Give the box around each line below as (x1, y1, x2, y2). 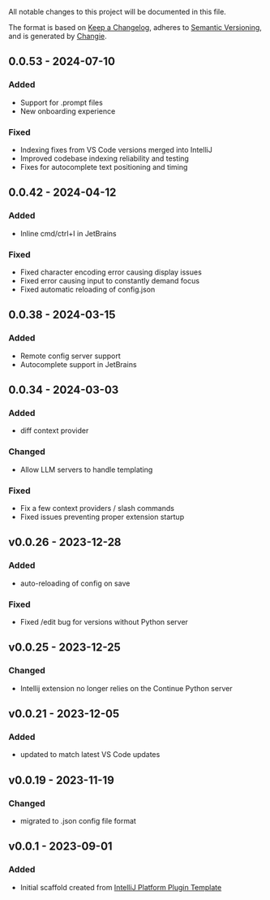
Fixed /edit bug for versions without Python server (19, 617, 189, 626)
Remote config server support (19, 351, 122, 361)
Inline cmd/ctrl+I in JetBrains (19, 228, 117, 238)
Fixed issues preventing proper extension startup (19, 512, 185, 521)
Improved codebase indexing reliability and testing (19, 154, 189, 163)
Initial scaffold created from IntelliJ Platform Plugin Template (19, 882, 222, 892)
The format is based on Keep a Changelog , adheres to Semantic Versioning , (8, 23, 262, 32)
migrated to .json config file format (19, 816, 136, 825)
